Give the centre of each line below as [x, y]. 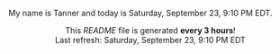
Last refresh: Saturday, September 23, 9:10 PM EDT [150, 40]
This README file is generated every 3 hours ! [150, 30]
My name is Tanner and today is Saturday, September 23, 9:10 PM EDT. [140, 13]
